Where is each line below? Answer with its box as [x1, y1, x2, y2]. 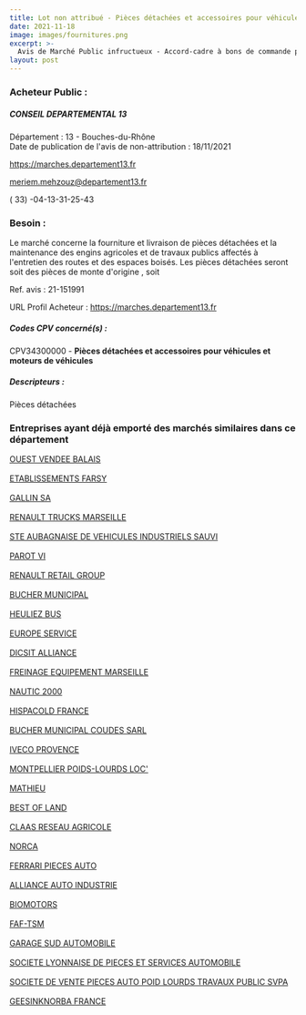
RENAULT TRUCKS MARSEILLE [9, 512, 127, 523]
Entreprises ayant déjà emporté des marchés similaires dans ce [9, 422, 296, 435]
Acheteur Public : [9, 86, 88, 98]
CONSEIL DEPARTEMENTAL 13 [9, 108, 127, 119]
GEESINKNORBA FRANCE [9, 996, 107, 1007]
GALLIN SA [9, 493, 52, 504]
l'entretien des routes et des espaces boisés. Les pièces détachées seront [9, 257, 289, 268]
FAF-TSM [9, 918, 45, 929]
